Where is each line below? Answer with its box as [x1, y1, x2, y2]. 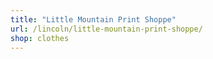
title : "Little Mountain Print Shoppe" [10, 14, 177, 25]
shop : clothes [10, 33, 70, 43]
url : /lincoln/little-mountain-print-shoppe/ [10, 24, 203, 34]
